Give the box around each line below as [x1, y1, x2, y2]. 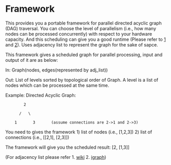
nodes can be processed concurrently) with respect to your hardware [5, 31, 153, 37]
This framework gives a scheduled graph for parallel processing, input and [5, 52, 163, 58]
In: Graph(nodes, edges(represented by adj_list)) [5, 67, 108, 73]
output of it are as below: [5, 57, 58, 63]
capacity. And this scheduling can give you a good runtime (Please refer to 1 [5, 36, 166, 42]
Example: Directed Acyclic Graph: [5, 92, 76, 98]
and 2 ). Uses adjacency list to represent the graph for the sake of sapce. [5, 41, 159, 48]
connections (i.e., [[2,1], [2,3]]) [5, 134, 70, 140]
